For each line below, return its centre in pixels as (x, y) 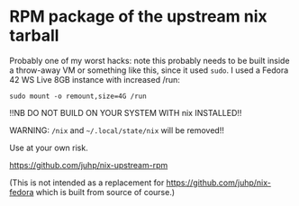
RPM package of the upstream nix (138, 17)
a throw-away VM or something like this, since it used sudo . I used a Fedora (149, 70)
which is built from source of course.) (105, 192)
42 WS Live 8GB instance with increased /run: (95, 79)
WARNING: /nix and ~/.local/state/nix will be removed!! (117, 130)
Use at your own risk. (49, 148)
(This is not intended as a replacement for (87, 183)
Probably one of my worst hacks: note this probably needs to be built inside (149, 60)
